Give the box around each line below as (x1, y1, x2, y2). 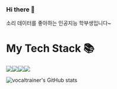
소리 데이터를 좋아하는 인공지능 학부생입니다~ (6, 20, 112, 27)
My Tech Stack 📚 (6, 42, 95, 55)
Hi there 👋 (6, 5, 36, 14)
